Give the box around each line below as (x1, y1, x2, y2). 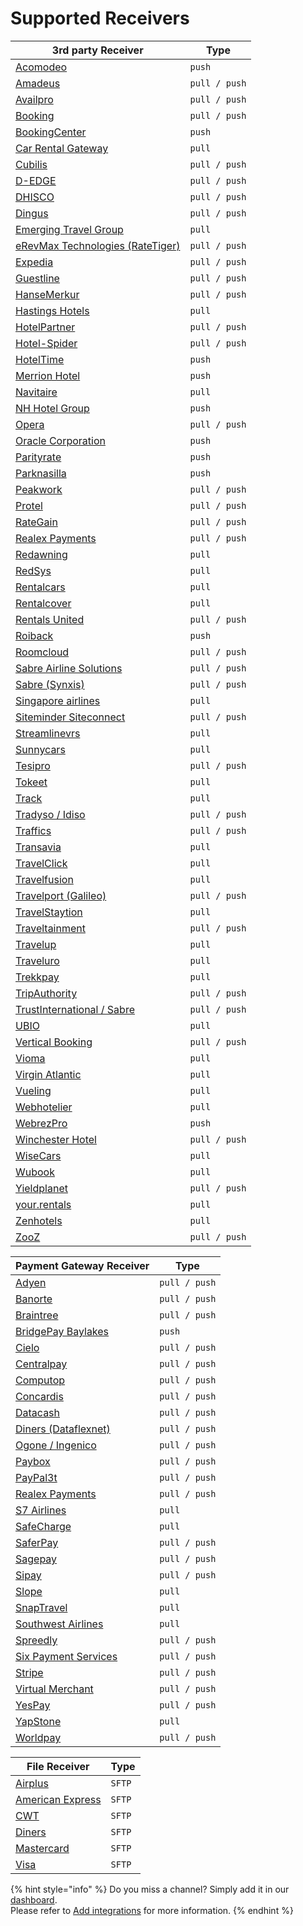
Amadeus (15, 76, 61, 90)
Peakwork (15, 482, 63, 496)
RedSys (15, 563, 52, 577)
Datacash (15, 1405, 61, 1419)
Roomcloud (15, 645, 70, 659)
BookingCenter (15, 125, 87, 139)
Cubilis (15, 157, 48, 171)
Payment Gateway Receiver (15, 1258, 150, 1272)
